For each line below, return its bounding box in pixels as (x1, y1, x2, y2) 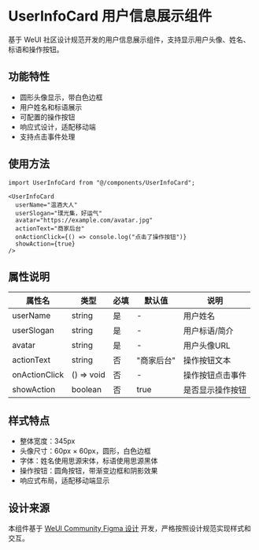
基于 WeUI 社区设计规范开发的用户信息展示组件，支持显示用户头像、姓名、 (8, 35, 250, 44)
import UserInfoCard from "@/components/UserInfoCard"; (8, 178, 195, 186)
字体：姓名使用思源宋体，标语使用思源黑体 (19, 456, 158, 466)
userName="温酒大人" (15, 200, 78, 209)
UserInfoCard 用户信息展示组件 (8, 7, 213, 25)
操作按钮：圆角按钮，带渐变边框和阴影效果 (19, 466, 158, 476)
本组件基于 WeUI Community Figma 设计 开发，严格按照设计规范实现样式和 (8, 524, 252, 533)
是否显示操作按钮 (183, 384, 247, 395)
